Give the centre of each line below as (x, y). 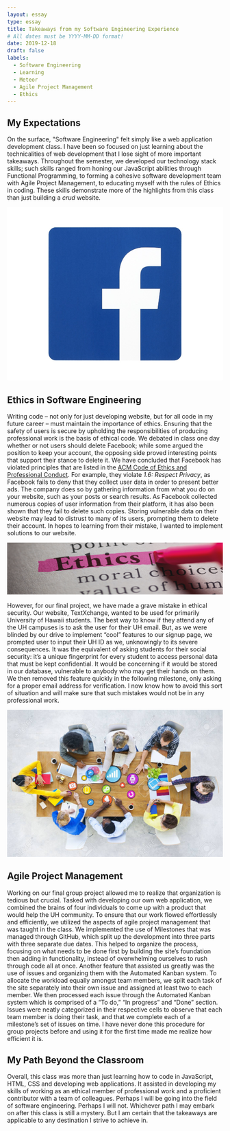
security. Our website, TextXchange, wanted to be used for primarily (103, 613)
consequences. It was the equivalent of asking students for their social (107, 649)
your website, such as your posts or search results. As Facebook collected (112, 497)
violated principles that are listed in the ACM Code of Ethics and (97, 467)
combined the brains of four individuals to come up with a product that (107, 907)
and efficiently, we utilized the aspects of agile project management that (109, 922)
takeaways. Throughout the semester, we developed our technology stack (112, 161)
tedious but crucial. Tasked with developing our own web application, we (110, 900)
